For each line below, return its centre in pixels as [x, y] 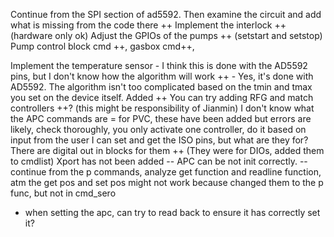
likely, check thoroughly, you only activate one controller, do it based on [158, 129]
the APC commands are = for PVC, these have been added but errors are [161, 118]
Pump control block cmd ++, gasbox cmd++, [102, 46]
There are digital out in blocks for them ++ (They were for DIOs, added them [167, 150]
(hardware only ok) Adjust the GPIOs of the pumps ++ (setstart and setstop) [166, 35]
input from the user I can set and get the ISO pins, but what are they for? [159, 140]
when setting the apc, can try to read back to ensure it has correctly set [172, 212]
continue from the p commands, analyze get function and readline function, [166, 172]
